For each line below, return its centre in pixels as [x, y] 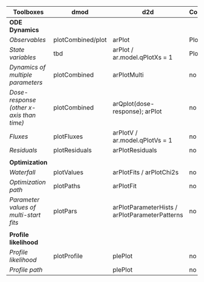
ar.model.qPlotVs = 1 [143, 140]
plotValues [68, 172]
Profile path [26, 270]
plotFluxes [68, 136]
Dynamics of [28, 67]
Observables [28, 40]
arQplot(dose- [134, 104]
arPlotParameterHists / [145, 207]
